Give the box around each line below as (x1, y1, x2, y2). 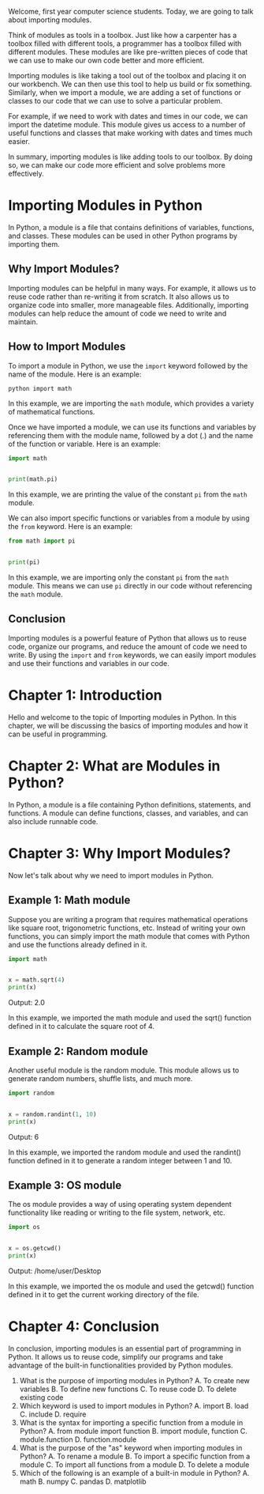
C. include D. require (19, 1409, 87, 1419)
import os (8, 1224, 41, 1231)
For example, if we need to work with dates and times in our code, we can (8, 112, 248, 121)
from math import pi (8, 537, 76, 545)
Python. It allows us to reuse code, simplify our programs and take (8, 1352, 224, 1361)
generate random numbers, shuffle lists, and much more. (8, 1073, 193, 1083)
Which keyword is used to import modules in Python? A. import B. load (19, 1401, 249, 1410)
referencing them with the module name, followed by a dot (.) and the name (8, 430, 254, 440)
